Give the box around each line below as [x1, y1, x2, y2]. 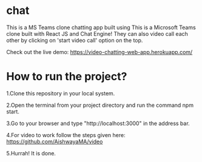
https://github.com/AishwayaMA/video [6, 138, 103, 145]
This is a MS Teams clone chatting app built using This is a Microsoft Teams [6, 24, 196, 31]
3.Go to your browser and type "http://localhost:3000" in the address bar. [6, 120, 190, 127]
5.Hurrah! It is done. [6, 149, 56, 157]
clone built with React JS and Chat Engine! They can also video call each [6, 30, 188, 37]
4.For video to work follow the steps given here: [6, 131, 126, 138]
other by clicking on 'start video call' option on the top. [6, 36, 143, 44]
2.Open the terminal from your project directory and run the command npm [6, 101, 194, 109]
